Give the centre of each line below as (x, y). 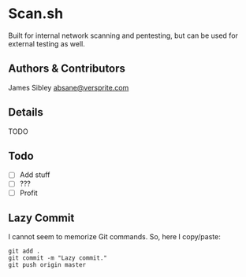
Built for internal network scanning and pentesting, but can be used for (123, 35)
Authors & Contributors (67, 69)
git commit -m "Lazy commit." (58, 258)
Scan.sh (36, 14)
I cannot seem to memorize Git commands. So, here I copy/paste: (114, 237)
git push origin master (47, 265)
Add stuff (35, 175)
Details (26, 112)
